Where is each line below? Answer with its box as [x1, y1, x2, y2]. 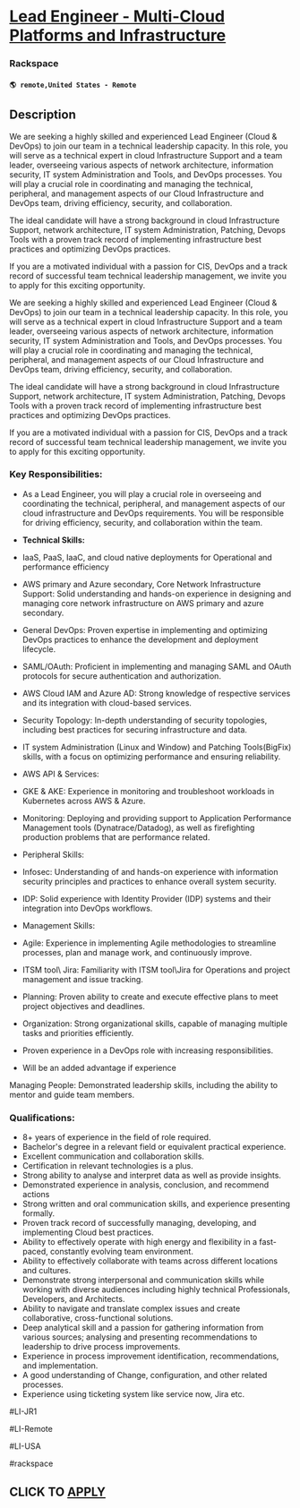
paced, [21, 1247, 49, 1257]
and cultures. [21, 1265, 72, 1276]
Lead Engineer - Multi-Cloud [9, 6, 226, 27]
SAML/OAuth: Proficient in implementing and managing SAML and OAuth [21, 661, 292, 672]
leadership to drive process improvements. [21, 1341, 181, 1352]
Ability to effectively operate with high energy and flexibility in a [21, 1237, 258, 1247]
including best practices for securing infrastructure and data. [21, 724, 248, 735]
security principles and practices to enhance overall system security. [21, 876, 278, 887]
